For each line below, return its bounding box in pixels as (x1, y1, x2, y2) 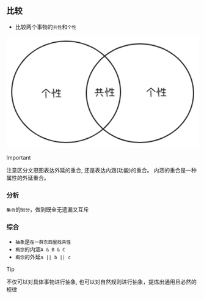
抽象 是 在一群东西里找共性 (15, 238, 71, 245)
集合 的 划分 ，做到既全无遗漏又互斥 (6, 206, 89, 213)
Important (6, 153, 31, 161)
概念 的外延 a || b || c (15, 253, 71, 260)
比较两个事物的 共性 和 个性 (15, 23, 77, 31)
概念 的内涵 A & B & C (15, 245, 66, 253)
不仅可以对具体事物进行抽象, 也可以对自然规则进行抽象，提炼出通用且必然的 (6, 278, 197, 286)
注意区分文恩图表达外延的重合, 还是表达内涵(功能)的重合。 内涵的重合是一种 (6, 166, 197, 174)
